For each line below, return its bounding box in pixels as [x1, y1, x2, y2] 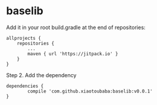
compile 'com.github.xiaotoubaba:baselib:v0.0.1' [27, 88, 153, 94]
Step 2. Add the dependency [6, 71, 77, 78]
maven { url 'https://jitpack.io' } [27, 50, 118, 57]
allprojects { [6, 35, 42, 41]
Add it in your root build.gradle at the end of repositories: [6, 24, 146, 31]
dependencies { [6, 83, 44, 89]
